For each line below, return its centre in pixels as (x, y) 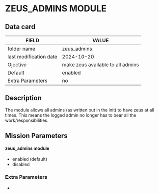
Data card (20, 27)
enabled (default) (30, 159)
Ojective (17, 65)
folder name (22, 49)
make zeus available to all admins (101, 65)
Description (23, 98)
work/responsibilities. (27, 120)
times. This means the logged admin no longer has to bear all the (71, 115)
